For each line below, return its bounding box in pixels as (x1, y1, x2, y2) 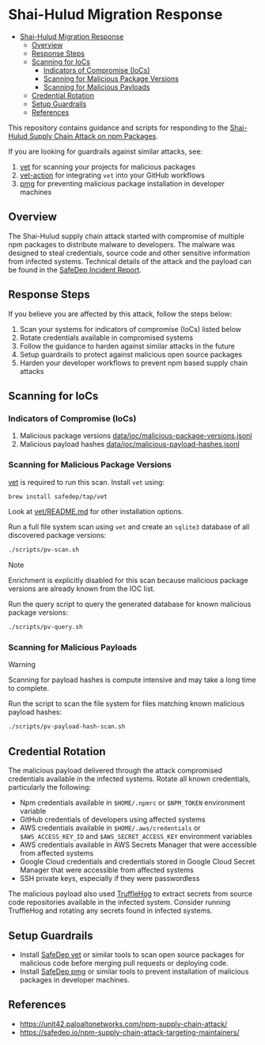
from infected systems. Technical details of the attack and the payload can (8, 256, 252, 266)
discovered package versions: (8, 531, 107, 540)
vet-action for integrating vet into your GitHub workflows (19, 170, 206, 180)
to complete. (8, 684, 50, 693)
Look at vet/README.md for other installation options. (8, 507, 184, 517)
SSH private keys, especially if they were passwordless (19, 874, 200, 883)
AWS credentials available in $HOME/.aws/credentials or (19, 823, 201, 833)
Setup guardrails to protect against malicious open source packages (19, 349, 243, 359)
